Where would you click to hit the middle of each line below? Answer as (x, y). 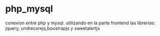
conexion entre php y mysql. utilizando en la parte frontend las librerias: (81, 23)
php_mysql (29, 9)
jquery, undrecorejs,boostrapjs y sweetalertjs (53, 28)
